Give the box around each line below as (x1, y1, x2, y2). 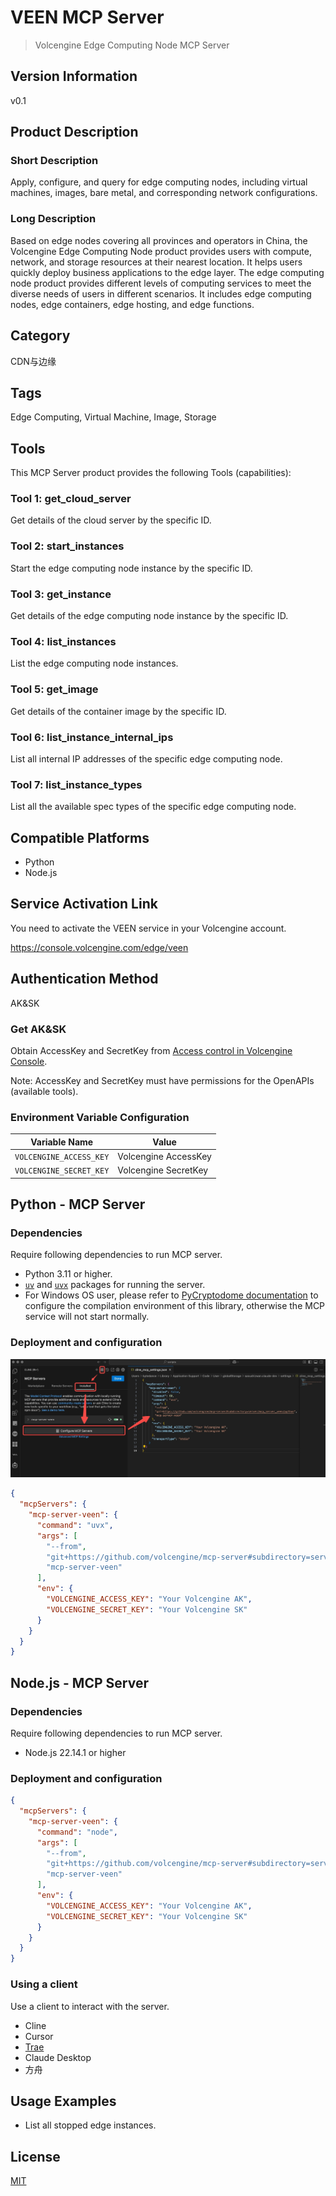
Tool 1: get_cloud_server (10, 492, 132, 506)
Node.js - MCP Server (10, 1674, 149, 1691)
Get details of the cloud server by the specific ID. (10, 514, 212, 526)
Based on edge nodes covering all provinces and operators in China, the (10, 234, 308, 246)
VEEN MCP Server (10, 6, 165, 29)
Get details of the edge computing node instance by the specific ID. (10, 610, 289, 622)
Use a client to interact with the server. (10, 2000, 170, 2012)
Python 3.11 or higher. (24, 1268, 113, 1280)
